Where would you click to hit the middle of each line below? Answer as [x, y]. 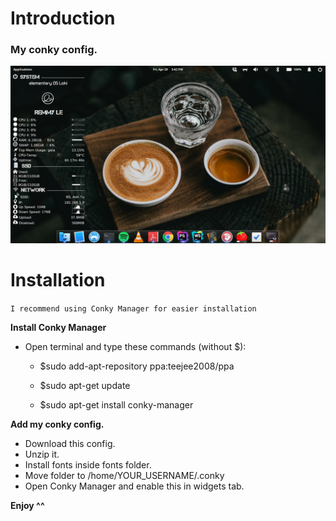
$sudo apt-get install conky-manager [116, 404]
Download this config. [70, 443]
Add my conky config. [57, 424]
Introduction [63, 18]
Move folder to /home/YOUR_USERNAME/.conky [124, 475]
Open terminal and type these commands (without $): [135, 346]
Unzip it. [42, 454]
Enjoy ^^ [27, 505]
